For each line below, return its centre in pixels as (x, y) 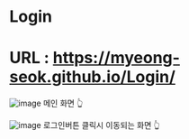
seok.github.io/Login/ (92, 77)
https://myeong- (116, 58)
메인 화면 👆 (63, 103)
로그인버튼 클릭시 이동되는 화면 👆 (102, 125)
